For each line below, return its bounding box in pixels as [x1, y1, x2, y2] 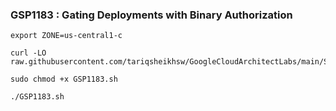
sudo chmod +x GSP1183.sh [10, 74, 118, 85]
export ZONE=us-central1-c [10, 31, 123, 41]
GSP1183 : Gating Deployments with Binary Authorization [10, 8, 293, 22]
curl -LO [10, 48, 47, 58]
